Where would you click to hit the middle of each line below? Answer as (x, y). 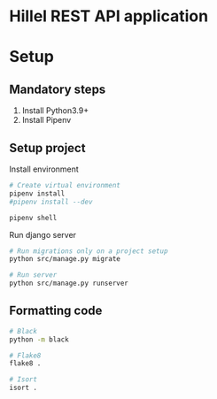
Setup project (47, 148)
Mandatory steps (58, 89)
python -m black (39, 339)
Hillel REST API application (109, 16)
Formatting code (56, 311)
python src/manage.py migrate (65, 259)
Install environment (44, 169)
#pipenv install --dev (51, 202)
